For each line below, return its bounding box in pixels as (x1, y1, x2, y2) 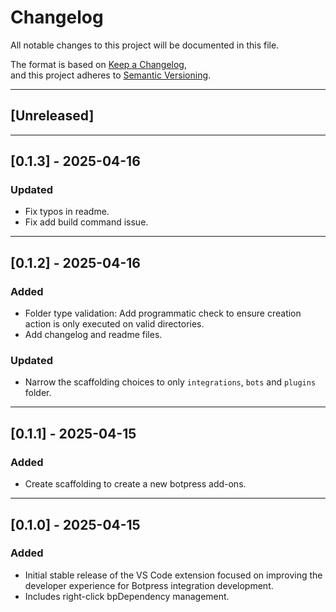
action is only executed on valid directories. (24, 318, 205, 330)
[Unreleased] (10, 107, 95, 125)
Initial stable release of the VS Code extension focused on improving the (24, 569, 323, 581)
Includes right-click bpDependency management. (24, 590, 230, 602)
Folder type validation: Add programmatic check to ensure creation (24, 307, 302, 320)
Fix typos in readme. (24, 206, 110, 218)
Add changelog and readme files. (24, 329, 163, 341)
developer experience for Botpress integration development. (24, 579, 274, 591)
